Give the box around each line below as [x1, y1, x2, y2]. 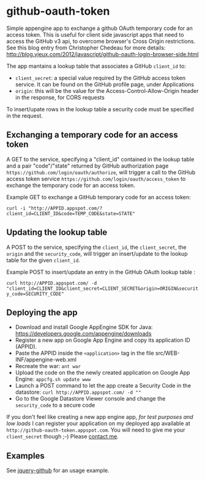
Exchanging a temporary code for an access [6, 130, 179, 140]
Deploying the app [6, 307, 78, 317]
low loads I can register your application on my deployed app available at [6, 420, 191, 427]
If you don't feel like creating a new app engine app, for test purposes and [6, 413, 194, 421]
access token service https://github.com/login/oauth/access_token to [6, 175, 186, 182]
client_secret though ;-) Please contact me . [6, 433, 119, 440]
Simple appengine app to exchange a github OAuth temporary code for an [6, 24, 193, 32]
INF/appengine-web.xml [15, 356, 76, 363]
